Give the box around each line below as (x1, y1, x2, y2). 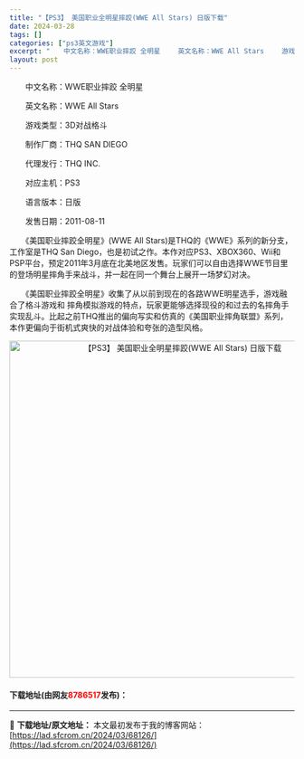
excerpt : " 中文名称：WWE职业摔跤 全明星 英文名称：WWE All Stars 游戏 (9, 47, 296, 56)
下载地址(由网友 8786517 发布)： (9, 689, 128, 700)
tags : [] (9, 30, 43, 39)
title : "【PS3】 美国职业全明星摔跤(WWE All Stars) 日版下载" (9, 13, 228, 23)
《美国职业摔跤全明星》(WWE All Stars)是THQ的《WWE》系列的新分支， (24, 235, 293, 245)
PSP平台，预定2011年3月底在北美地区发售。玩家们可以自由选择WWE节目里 (9, 258, 289, 268)
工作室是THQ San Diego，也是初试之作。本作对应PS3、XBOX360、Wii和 (9, 246, 281, 257)
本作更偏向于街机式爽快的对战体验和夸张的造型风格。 (9, 322, 208, 333)
